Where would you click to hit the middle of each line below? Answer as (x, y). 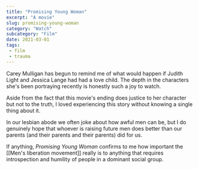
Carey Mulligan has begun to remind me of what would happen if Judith (95, 73)
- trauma (20, 56)
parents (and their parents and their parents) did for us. (74, 135)
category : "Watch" (29, 28)
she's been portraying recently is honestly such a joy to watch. (84, 86)
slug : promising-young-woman (43, 23)
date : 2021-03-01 (28, 40)
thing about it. (23, 110)
